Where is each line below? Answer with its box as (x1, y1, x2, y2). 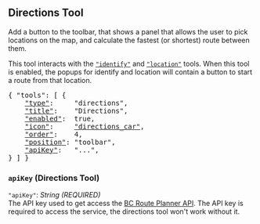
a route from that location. (8, 75, 92, 85)
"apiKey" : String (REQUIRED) (8, 190, 101, 200)
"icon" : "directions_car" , (24, 121, 145, 131)
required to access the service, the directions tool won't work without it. (8, 207, 240, 216)
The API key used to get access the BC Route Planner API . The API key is (8, 199, 244, 208)
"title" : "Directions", (24, 106, 128, 115)
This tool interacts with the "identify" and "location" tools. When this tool (8, 59, 250, 68)
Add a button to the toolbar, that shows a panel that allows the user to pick (8, 27, 248, 36)
